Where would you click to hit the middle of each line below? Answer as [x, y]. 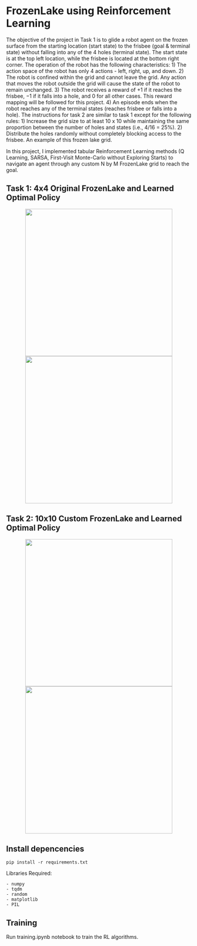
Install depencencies [45, 849]
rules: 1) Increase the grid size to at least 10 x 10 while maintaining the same [98, 121]
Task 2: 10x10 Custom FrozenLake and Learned [94, 519]
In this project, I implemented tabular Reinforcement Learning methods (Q [95, 151]
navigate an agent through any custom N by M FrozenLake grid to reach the [98, 164]
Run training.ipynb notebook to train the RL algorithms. [72, 937]
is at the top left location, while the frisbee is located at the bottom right [93, 58]
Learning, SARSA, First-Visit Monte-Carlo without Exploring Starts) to [90, 157]
